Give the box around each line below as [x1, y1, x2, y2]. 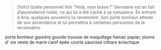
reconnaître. [16, 25, 41, 31]
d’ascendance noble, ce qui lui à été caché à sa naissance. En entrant [16, 9, 156, 15]
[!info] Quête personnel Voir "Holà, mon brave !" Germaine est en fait [16, 4, 155, 10]
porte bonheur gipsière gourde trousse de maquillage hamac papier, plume [5, 34, 155, 40]
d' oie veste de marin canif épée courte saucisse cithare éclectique [5, 39, 140, 45]
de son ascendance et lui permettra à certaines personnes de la [16, 19, 145, 25]
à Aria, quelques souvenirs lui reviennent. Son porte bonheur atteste [16, 15, 154, 20]
